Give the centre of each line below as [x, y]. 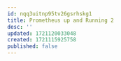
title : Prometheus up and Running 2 [60, 20]
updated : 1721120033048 [42, 33]
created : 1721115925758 [42, 40]
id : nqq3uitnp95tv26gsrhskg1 [50, 14]
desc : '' [20, 27]
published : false [33, 46]
